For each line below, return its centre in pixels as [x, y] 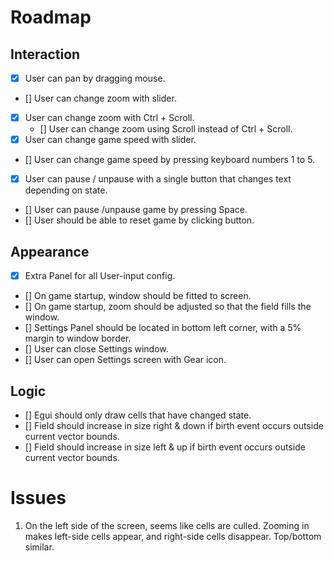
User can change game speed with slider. [110, 140]
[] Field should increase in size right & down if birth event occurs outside [174, 425]
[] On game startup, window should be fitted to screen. [138, 296]
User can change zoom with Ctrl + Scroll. [109, 118]
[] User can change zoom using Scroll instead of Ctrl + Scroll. [166, 129]
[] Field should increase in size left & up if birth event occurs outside [165, 447]
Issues [38, 498]
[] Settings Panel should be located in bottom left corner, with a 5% [163, 328]
